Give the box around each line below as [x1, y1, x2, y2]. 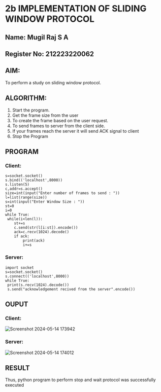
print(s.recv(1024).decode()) [7, 282, 69, 287]
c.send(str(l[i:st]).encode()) [14, 225, 78, 230]
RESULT [5, 363, 30, 372]
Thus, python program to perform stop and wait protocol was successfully [5, 377, 156, 383]
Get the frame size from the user [12, 112, 79, 118]
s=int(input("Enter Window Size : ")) [5, 199, 85, 205]
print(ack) [23, 238, 45, 243]
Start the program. [12, 107, 50, 113]
